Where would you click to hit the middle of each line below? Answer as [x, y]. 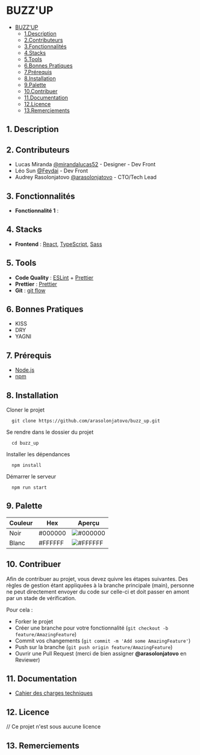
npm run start [29, 488]
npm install [27, 465]
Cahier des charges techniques [54, 693]
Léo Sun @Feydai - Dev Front [52, 171]
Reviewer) [27, 660]
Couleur [21, 523]
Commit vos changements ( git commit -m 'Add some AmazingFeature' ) [103, 641]
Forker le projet [34, 621]
